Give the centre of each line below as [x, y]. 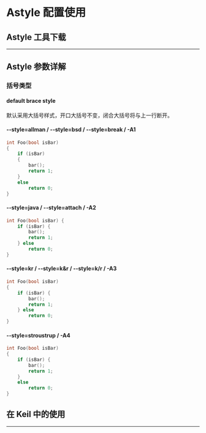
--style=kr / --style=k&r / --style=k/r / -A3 [62, 269]
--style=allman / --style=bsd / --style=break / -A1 [71, 130]
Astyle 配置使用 [46, 13]
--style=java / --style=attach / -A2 [51, 208]
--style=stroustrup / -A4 [38, 335]
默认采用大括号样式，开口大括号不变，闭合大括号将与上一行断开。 [90, 115]
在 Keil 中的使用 [36, 414]
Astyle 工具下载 [36, 37]
